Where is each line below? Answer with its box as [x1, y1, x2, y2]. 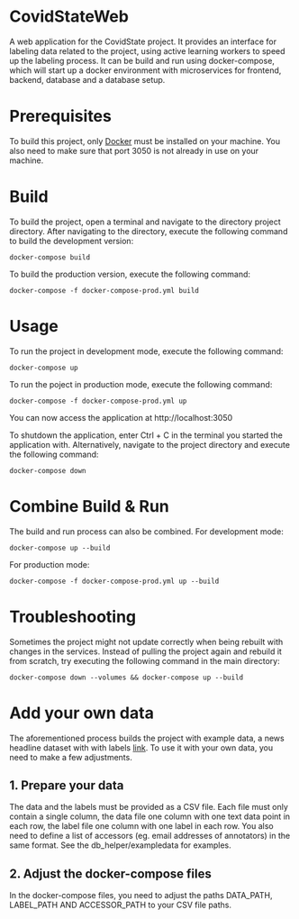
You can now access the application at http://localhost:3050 [9, 412, 233, 423]
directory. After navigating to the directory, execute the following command [9, 225, 288, 236]
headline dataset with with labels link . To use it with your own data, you [9, 742, 273, 753]
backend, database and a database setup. [9, 74, 166, 85]
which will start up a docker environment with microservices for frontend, [9, 65, 282, 76]
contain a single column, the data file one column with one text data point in [9, 811, 291, 822]
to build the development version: [9, 235, 134, 246]
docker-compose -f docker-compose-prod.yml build [9, 286, 200, 295]
